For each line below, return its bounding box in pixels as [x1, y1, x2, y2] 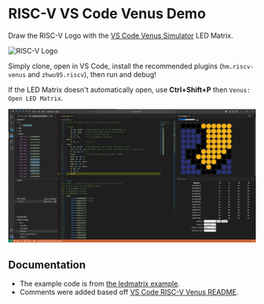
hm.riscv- [222, 62, 254, 71]
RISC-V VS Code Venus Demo [8, 5, 207, 23]
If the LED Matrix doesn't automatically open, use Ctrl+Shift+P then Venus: [8, 84, 251, 95]
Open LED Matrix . [8, 93, 64, 102]
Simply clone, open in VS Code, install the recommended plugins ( [8, 61, 222, 71]
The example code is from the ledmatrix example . [19, 279, 181, 288]
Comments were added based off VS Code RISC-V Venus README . [19, 287, 239, 296]
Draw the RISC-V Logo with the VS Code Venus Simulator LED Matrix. [8, 31, 233, 40]
